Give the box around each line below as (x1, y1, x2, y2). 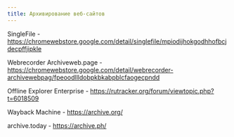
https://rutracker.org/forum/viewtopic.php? (90, 86, 214, 95)
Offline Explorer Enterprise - (7, 86, 89, 95)
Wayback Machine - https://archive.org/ (7, 107, 123, 116)
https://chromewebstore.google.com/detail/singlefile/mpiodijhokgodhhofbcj (7, 37, 227, 46)
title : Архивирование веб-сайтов (7, 10, 105, 18)
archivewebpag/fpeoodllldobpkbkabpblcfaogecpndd (7, 73, 160, 81)
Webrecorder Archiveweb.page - (7, 58, 103, 67)
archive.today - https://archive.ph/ (7, 121, 107, 130)
